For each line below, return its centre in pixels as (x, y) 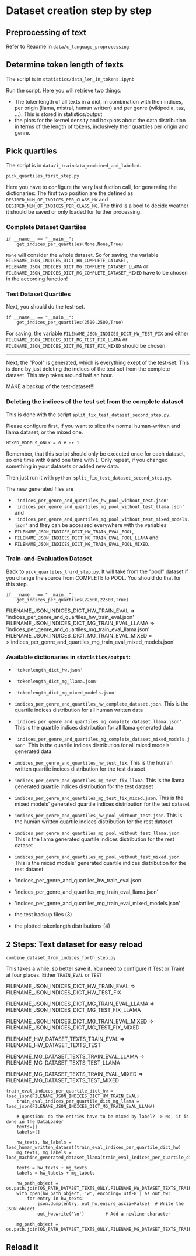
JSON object (20, 1209)
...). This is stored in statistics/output (58, 114)
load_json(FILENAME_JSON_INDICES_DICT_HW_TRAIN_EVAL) (73, 1096)
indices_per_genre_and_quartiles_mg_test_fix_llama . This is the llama (99, 781)
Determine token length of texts (65, 65)
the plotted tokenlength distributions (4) (62, 926)
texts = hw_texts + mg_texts (52, 1168)
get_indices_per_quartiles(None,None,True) (70, 244)
